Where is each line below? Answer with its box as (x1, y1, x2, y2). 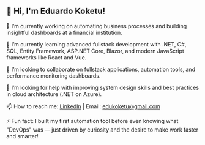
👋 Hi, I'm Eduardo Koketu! (6, 6, 106, 17)
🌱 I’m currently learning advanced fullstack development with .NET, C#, (6, 40, 187, 48)
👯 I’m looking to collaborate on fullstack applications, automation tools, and (6, 65, 196, 73)
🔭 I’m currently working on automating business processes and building (6, 22, 187, 29)
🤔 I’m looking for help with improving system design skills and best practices (6, 84, 199, 91)
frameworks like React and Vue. (6, 53, 87, 61)
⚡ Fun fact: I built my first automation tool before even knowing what (6, 117, 179, 124)
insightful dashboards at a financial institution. (6, 29, 122, 36)
